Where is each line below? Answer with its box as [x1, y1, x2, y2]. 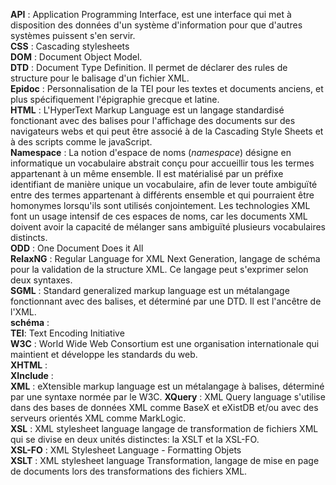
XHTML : [10, 359, 48, 371]
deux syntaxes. [10, 274, 73, 286]
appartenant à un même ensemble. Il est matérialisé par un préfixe [10, 168, 284, 179]
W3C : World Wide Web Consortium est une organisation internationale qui [10, 338, 320, 349]
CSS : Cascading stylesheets [10, 40, 130, 52]
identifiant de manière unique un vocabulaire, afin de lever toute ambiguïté [10, 179, 318, 190]
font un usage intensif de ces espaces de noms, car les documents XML [10, 210, 308, 222]
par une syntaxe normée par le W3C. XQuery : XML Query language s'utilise [10, 391, 326, 403]
